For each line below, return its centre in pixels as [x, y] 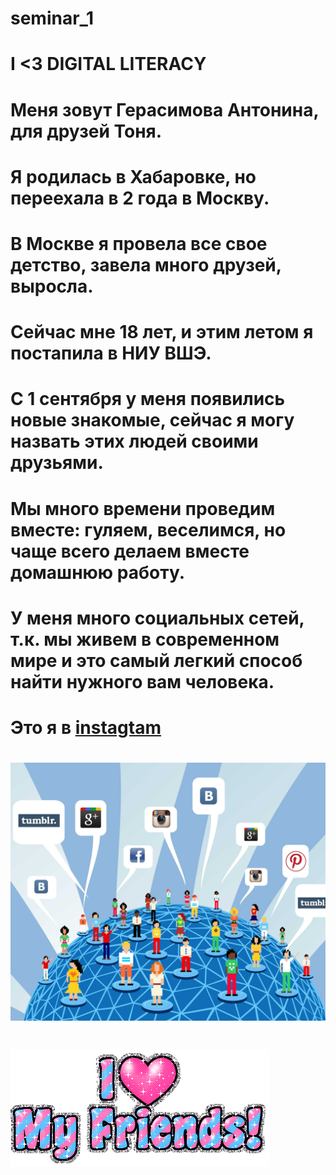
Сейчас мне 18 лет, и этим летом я [162, 332]
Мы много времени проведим [143, 508]
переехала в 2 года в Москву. [140, 198]
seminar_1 [52, 18]
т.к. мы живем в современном [145, 639]
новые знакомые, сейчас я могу [152, 420]
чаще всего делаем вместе [130, 551]
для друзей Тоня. [86, 131]
